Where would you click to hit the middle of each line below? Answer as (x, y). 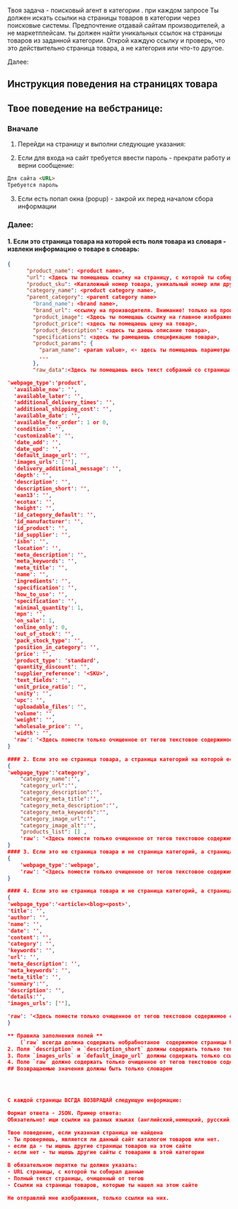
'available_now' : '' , (46, 389)
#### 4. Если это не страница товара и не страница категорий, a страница (120, 891)
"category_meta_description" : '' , (69, 805)
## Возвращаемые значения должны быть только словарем (90, 1069)
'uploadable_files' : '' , (50, 707)
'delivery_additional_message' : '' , (68, 469)
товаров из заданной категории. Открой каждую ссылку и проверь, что (116, 41)
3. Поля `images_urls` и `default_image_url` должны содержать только (114, 1055)
